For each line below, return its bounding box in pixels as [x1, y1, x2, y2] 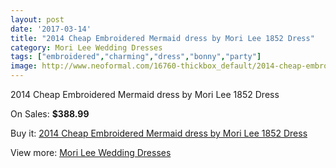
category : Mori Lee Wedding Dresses [10, 42, 163, 53]
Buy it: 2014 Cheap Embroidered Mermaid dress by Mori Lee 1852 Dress [10, 127, 308, 139]
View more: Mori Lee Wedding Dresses [10, 147, 172, 158]
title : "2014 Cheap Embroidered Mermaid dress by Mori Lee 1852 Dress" [10, 33, 315, 43]
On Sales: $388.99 [10, 108, 90, 120]
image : [10, 61, 38, 71]
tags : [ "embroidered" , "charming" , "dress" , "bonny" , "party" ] [10, 52, 262, 62]
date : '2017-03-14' [10, 24, 92, 34]
